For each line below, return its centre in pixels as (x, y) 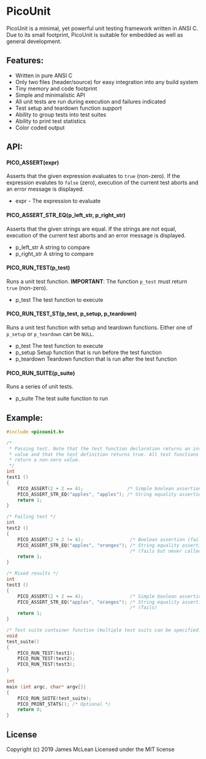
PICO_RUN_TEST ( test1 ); (46, 653)
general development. (34, 41)
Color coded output (40, 128)
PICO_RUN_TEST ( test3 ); (46, 665)
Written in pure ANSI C (44, 75)
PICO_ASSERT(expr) (33, 162)
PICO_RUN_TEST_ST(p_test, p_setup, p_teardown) (71, 314)
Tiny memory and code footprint (56, 88)
